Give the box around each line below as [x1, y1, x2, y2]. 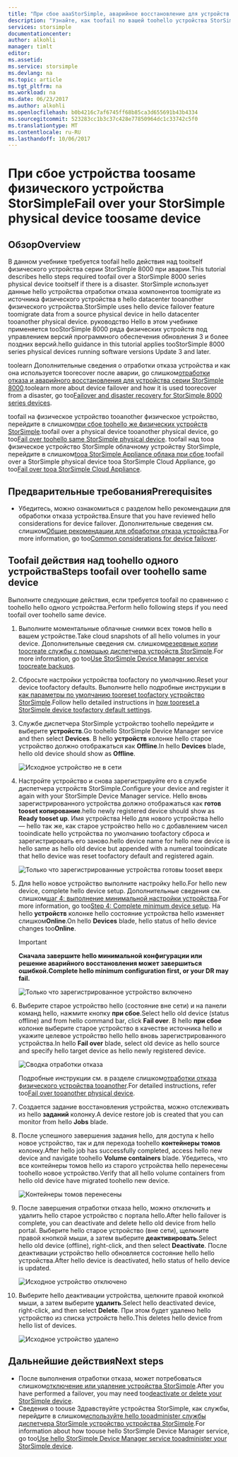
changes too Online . [18, 924, 76, 933]
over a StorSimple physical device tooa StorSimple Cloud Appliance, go [8, 457, 216, 466]
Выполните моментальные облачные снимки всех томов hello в [18, 624, 213, 632]
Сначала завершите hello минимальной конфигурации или [18, 951, 203, 960]
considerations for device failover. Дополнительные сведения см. [18, 519, 214, 528]
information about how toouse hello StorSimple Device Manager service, [18, 1427, 230, 1435]
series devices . [8, 399, 52, 407]
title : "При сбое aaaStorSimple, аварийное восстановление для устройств [8, 10, 230, 18]
